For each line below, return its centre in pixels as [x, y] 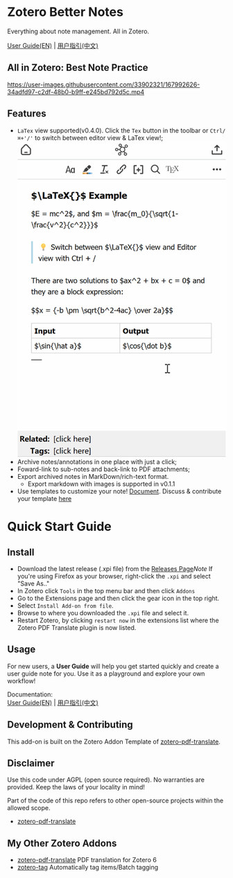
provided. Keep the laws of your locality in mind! [76, 787]
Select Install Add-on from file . [65, 606]
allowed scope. [29, 808]
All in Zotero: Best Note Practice [78, 68]
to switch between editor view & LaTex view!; [99, 138]
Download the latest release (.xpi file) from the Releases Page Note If [115, 569]
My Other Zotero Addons [62, 843]
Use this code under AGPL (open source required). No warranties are [106, 780]
